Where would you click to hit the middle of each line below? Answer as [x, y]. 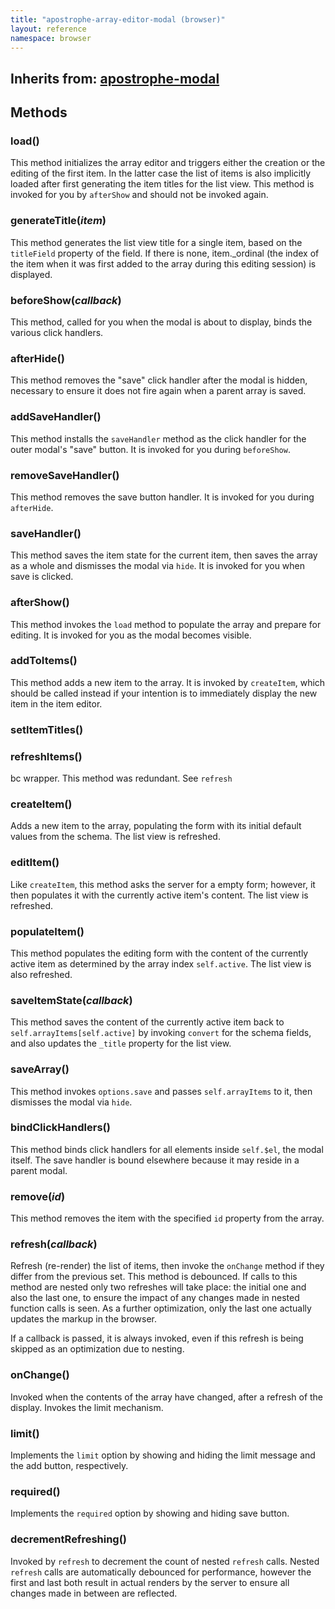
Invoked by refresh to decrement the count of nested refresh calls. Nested [165, 1561]
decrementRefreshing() [69, 1539]
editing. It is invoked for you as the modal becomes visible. [131, 635]
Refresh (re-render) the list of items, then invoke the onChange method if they [167, 1266]
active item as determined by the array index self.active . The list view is [161, 963]
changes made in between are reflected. [94, 1593]
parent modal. [39, 1170]
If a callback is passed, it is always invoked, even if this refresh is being [157, 1338]
